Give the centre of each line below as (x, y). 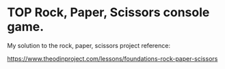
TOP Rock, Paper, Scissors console (108, 13)
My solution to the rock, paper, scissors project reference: (89, 45)
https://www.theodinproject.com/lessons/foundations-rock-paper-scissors (112, 58)
